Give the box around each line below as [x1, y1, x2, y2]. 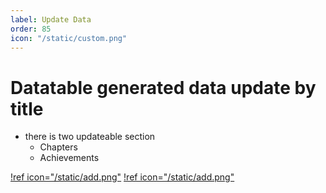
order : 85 [10, 24, 52, 34]
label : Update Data [10, 14, 92, 25]
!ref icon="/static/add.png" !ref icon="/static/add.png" [10, 171, 235, 183]
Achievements [39, 152, 100, 164]
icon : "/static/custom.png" [10, 33, 128, 43]
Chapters [39, 141, 78, 153]
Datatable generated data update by [10, 76, 317, 99]
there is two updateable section [24, 131, 156, 143]
